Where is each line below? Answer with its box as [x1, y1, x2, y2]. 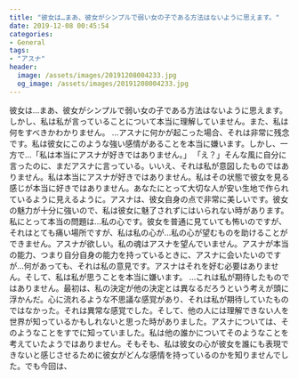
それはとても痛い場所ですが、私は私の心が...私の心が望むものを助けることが [9, 227, 288, 238]
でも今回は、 [24, 360, 72, 371]
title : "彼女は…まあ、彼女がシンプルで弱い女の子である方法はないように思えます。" [9, 12, 280, 22]
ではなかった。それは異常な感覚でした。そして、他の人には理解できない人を [9, 304, 289, 316]
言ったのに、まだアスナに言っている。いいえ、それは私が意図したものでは [9, 160, 282, 171]
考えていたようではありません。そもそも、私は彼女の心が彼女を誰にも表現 [9, 338, 282, 349]
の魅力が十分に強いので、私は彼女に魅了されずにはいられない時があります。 [9, 205, 289, 215]
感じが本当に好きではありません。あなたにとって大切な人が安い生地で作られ [9, 182, 289, 193]
